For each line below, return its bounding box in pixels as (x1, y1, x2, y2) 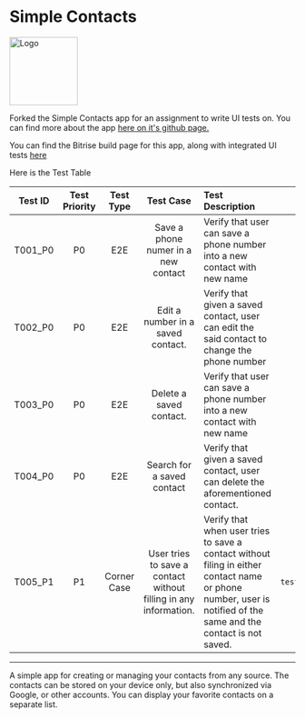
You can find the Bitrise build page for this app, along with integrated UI (9, 139, 277, 151)
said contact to (203, 332, 268, 345)
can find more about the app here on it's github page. (9, 122, 210, 133)
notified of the (203, 604, 264, 616)
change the (203, 344, 252, 356)
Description (203, 200, 256, 213)
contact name (203, 570, 263, 583)
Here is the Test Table (9, 166, 92, 178)
